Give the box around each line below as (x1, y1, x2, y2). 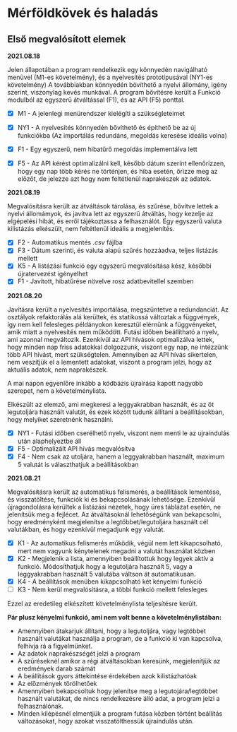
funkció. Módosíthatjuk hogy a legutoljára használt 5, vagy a (17, 562, 193, 570)
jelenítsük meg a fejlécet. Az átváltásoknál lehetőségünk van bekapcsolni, (7, 510, 222, 519)
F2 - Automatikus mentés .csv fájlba (17, 238, 123, 247)
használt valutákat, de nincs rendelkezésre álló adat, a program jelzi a (17, 694, 220, 702)
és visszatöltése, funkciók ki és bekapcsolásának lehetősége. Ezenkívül (7, 495, 216, 503)
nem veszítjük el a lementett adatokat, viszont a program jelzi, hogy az (7, 358, 212, 366)
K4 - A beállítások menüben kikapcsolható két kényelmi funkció (17, 577, 202, 586)
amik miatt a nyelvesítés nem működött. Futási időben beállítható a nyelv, (7, 327, 219, 336)
